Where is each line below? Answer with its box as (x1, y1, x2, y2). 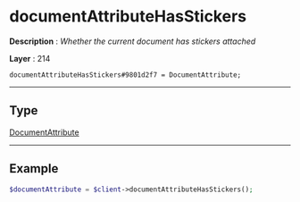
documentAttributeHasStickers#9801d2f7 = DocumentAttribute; (9, 70, 242, 80)
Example (9, 161, 59, 176)
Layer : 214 (9, 53, 51, 63)
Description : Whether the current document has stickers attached (9, 36, 256, 46)
